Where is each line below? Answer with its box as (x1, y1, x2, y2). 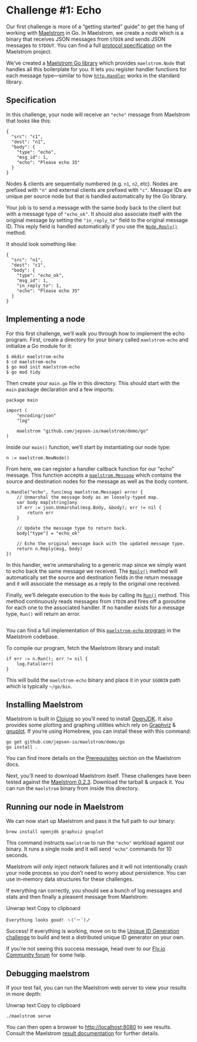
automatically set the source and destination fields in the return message (6, 573, 183, 580)
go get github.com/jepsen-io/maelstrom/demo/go (6, 739, 125, 745)
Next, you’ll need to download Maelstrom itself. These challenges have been (6, 772, 191, 779)
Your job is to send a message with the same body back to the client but (6, 204, 181, 211)
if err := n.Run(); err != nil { (6, 656, 88, 662)
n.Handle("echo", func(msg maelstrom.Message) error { (6, 489, 143, 495)
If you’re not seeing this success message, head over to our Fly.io (6, 945, 166, 953)
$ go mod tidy (6, 369, 41, 375)
